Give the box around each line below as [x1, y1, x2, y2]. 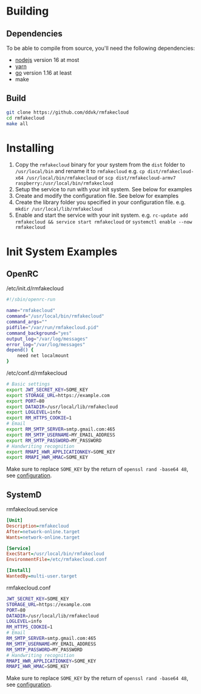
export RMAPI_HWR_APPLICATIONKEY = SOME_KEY [6, 449, 115, 455]
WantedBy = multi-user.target [6, 573, 78, 579]
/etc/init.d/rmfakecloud [6, 285, 64, 292]
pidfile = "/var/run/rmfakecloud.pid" [6, 324, 99, 330]
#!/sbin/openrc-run [6, 296, 56, 303]
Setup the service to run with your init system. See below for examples [15, 186, 192, 193]
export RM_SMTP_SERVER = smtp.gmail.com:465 [6, 426, 115, 432]
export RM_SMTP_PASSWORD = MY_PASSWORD [6, 437, 102, 444]
